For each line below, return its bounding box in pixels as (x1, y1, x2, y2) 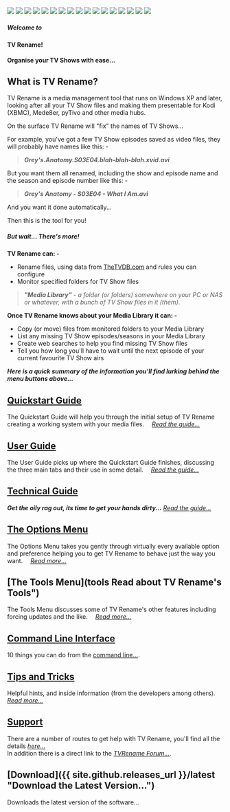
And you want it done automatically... (7, 203, 112, 212)
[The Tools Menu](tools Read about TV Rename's (7, 577, 222, 588)
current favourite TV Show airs (16, 354, 104, 362)
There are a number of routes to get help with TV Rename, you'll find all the (7, 734, 220, 743)
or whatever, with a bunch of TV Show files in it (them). (23, 298, 181, 307)
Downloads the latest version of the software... (7, 798, 139, 806)
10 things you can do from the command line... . (7, 651, 140, 659)
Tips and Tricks (7, 670, 75, 683)
